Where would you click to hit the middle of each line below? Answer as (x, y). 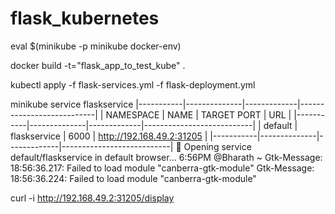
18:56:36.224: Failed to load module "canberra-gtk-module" (133, 178)
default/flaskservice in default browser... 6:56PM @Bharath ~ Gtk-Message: (166, 157)
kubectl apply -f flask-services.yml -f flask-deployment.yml (133, 84)
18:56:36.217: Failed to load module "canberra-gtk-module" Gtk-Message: (162, 168)
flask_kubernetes (85, 18)
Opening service (217, 146)
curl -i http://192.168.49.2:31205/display (92, 198)
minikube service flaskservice (72, 104)
